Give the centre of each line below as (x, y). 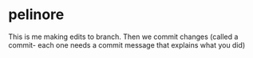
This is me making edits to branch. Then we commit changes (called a (123, 37)
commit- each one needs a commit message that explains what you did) (127, 44)
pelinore (36, 15)
